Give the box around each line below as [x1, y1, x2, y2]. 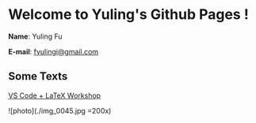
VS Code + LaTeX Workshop [8, 91, 101, 100]
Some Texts [8, 69, 68, 84]
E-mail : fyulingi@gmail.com [8, 47, 99, 56]
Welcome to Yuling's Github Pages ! [8, 6, 250, 24]
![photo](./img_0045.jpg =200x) [8, 106, 112, 115]
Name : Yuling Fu [8, 32, 63, 41]
